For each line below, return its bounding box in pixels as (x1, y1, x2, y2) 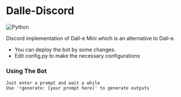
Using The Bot (6, 67, 47, 75)
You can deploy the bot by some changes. (14, 46, 116, 53)
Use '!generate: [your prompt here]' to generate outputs (6, 85, 150, 91)
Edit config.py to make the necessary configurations (14, 52, 140, 59)
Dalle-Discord (6, 4, 74, 18)
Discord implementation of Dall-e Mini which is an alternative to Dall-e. (6, 34, 176, 41)
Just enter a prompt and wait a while (6, 80, 100, 86)
